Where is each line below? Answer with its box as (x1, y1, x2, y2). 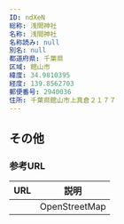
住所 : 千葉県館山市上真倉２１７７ (9, 95, 117, 105)
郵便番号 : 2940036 (9, 87, 73, 96)
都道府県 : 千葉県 (9, 54, 64, 63)
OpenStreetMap (39, 201, 106, 213)
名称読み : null (9, 37, 60, 47)
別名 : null (9, 46, 47, 55)
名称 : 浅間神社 (9, 29, 58, 38)
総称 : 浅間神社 (9, 21, 58, 30)
